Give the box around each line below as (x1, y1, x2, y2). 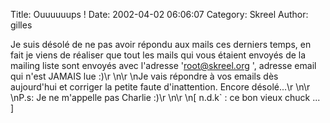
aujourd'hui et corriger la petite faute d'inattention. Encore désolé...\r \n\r (10, 81, 311, 93)
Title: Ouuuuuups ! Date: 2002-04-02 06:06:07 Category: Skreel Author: (10, 9, 309, 20)
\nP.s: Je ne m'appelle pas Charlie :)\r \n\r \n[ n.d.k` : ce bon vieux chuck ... (10, 92, 321, 103)
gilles (10, 19, 33, 31)
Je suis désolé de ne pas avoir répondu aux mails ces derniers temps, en (10, 39, 312, 50)
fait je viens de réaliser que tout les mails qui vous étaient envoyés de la (10, 49, 307, 61)
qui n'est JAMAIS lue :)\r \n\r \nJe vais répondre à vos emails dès (10, 70, 279, 82)
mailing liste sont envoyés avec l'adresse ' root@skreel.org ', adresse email (10, 60, 317, 71)
